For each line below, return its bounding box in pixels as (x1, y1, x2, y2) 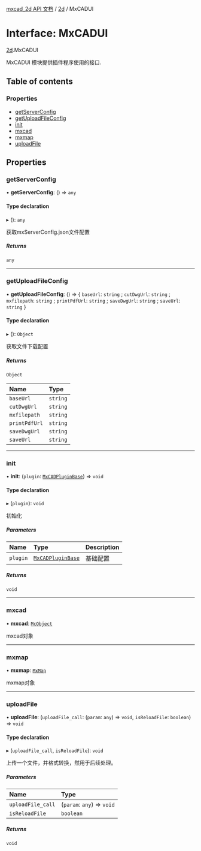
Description (85, 543, 120, 551)
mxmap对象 (6, 679, 35, 686)
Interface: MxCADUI (6, 26, 108, 40)
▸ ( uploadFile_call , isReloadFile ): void (6, 747, 103, 754)
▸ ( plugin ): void (6, 500, 44, 507)
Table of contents (6, 77, 73, 87)
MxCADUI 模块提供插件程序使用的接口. (6, 59, 102, 66)
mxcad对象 (6, 632, 34, 639)
